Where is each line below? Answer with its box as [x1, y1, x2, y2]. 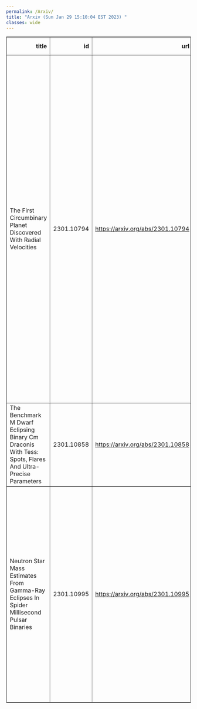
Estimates [9, 571, 37, 580]
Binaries [9, 623, 32, 631]
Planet [9, 221, 28, 229]
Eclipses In [9, 594, 40, 602]
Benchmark [9, 411, 42, 419]
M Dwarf [9, 419, 34, 427]
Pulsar [9, 616, 28, 624]
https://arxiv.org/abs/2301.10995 [94, 590, 189, 598]
